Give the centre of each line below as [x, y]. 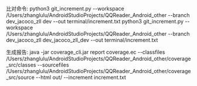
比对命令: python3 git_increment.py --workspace [65, 8]
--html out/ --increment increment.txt [81, 77]
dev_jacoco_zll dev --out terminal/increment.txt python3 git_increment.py [95, 21]
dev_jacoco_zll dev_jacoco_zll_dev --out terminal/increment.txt [82, 40]
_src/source [21, 77]
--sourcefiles [53, 65]
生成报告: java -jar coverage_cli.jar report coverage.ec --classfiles [86, 52]
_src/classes [21, 65]
